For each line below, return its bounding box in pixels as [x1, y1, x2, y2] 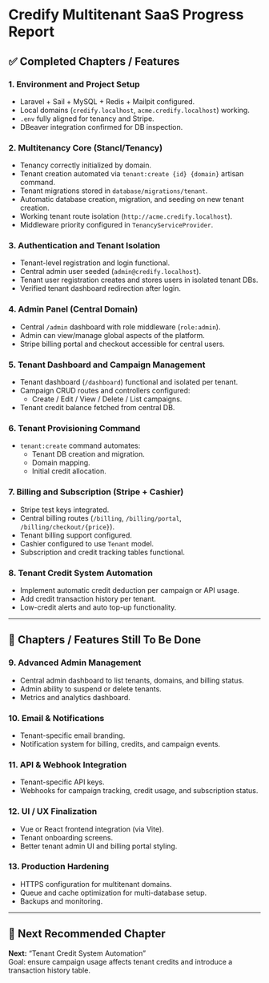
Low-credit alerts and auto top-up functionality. [19, 602, 177, 612]
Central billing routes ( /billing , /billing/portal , [19, 513, 182, 522]
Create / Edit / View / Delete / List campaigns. [31, 394, 183, 404]
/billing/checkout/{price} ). [19, 522, 114, 531]
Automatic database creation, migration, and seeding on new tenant [19, 195, 244, 204]
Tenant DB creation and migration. [31, 449, 146, 459]
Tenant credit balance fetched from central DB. [19, 403, 175, 413]
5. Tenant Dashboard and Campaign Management [8, 359, 206, 370]
